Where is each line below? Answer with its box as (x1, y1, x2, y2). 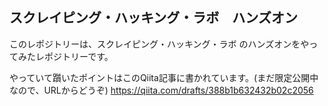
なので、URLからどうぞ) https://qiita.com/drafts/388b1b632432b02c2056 (9, 84, 314, 96)
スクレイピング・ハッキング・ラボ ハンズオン (9, 9, 298, 27)
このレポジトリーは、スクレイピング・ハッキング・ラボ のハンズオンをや (9, 38, 310, 50)
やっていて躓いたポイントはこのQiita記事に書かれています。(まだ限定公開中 (9, 71, 319, 83)
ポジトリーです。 (43, 50, 114, 62)
